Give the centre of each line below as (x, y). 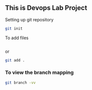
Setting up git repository (29, 19)
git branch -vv (20, 82)
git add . (15, 60)
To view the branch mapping (39, 73)
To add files (17, 38)
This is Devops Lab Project (46, 8)
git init (14, 29)
